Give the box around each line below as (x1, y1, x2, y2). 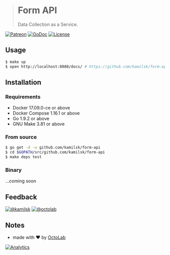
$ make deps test (5, 155, 42, 160)
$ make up (5, 59, 26, 64)
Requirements (5, 93, 41, 100)
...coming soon (5, 178, 36, 184)
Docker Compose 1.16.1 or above (12, 110, 80, 116)
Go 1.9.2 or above (12, 116, 50, 122)
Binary (5, 167, 22, 174)
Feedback (5, 193, 37, 201)
